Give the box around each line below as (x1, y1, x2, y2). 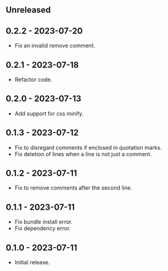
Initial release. (14, 259, 50, 266)
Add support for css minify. (14, 110, 84, 117)
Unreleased (6, 5, 52, 15)
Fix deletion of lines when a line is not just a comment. (14, 150, 152, 158)
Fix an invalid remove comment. (14, 42, 96, 50)
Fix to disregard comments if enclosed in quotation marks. (14, 144, 162, 151)
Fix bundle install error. (14, 218, 73, 226)
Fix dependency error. (14, 225, 71, 232)
